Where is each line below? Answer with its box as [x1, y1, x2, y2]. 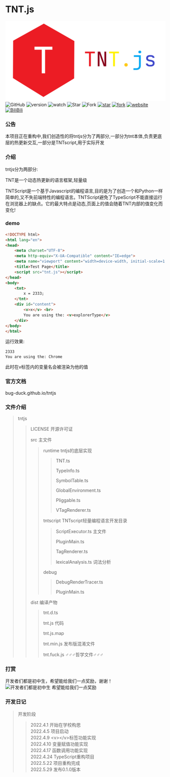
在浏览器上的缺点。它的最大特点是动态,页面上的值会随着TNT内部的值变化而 [5, 200, 163, 207]
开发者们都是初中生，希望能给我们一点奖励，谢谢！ [5, 678, 112, 684]
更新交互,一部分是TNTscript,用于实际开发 [18, 140, 104, 146]
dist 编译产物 [30, 599, 58, 605]
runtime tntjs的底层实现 [43, 448, 92, 454]
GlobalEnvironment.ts [55, 487, 101, 493]
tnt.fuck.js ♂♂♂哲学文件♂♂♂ [43, 652, 103, 658]
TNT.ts [55, 458, 70, 464]
